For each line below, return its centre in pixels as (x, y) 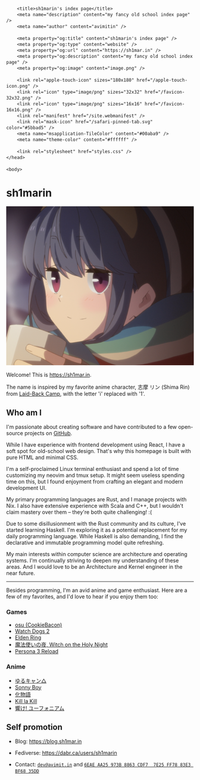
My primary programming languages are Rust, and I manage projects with (96, 499)
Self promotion (34, 727)
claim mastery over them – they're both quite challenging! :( (79, 512)
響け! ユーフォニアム (39, 708)
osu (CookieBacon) (38, 625)
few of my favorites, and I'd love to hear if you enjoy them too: (82, 596)
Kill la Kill (26, 701)
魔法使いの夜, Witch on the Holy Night (61, 645)
